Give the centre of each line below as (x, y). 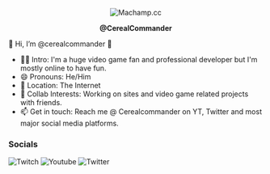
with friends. (41, 102)
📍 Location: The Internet (60, 85)
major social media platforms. (69, 123)
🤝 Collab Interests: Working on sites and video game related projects (134, 94)
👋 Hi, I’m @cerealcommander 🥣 (60, 44)
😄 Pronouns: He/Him (55, 76)
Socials (23, 144)
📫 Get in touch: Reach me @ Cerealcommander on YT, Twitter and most (141, 112)
